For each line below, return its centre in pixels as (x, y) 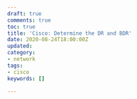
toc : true (22, 26)
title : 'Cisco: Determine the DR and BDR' (70, 33)
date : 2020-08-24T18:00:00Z (48, 40)
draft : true (24, 14)
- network (22, 59)
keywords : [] (26, 78)
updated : (20, 46)
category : (22, 53)
